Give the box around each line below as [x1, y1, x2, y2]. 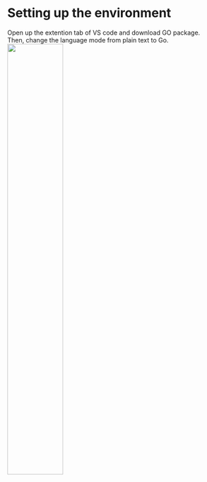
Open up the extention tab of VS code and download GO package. [7, 28, 201, 37]
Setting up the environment [7, 5, 172, 21]
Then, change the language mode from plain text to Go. [7, 35, 169, 44]
